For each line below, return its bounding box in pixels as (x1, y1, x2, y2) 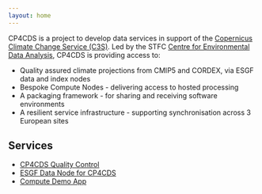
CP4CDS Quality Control (19, 160, 100, 169)
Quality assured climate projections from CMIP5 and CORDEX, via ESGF (19, 65, 255, 75)
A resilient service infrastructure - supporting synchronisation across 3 (19, 108, 252, 117)
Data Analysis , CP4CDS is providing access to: (8, 50, 161, 59)
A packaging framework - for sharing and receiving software (19, 90, 218, 100)
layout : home (8, 11, 51, 20)
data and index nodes (19, 74, 91, 83)
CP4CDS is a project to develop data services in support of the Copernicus (8, 33, 253, 43)
